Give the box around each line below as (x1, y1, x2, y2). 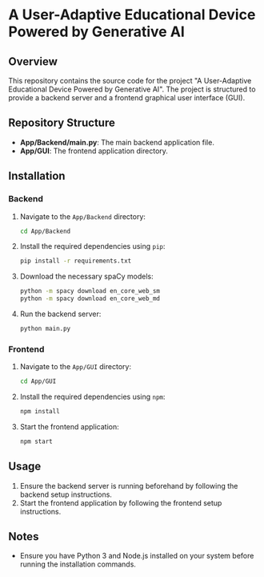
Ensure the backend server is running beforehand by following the (19, 481, 238, 490)
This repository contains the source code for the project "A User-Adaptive (8, 76, 252, 85)
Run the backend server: (19, 309, 102, 319)
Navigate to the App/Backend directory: (19, 211, 146, 221)
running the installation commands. (19, 559, 136, 569)
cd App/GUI (19, 377, 57, 386)
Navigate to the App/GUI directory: (19, 362, 132, 372)
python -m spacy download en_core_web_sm (19, 287, 161, 295)
